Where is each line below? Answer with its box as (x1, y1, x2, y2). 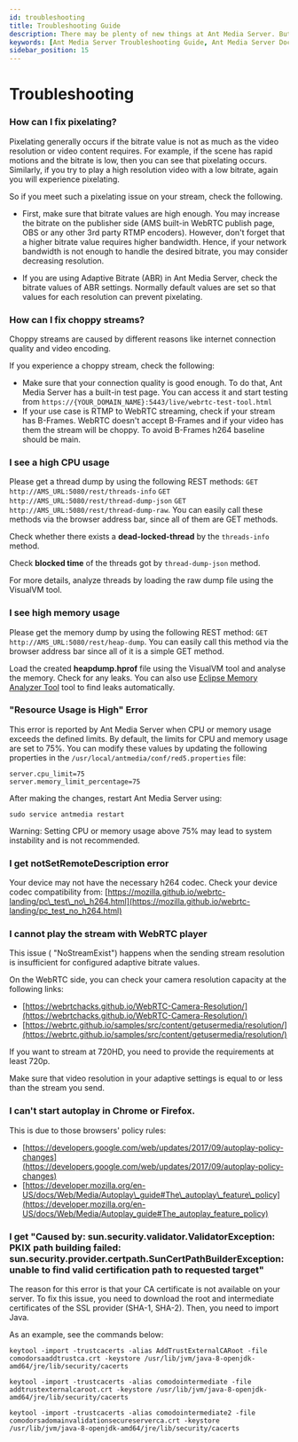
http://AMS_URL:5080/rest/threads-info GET (9, 487, 171, 497)
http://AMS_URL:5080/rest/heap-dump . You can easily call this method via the (9, 636, 289, 647)
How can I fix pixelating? (9, 116, 117, 129)
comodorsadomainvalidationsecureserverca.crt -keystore (9, 1416, 220, 1425)
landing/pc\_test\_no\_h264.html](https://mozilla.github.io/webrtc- (9, 896, 251, 907)
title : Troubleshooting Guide (9, 21, 122, 30)
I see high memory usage (9, 607, 121, 619)
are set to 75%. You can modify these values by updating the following (9, 743, 268, 753)
